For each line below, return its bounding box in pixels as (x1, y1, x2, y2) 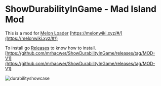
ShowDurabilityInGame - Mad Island (5, 3, 157, 15)
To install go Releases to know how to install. (5, 45, 96, 51)
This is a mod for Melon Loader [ (5, 30, 72, 36)
